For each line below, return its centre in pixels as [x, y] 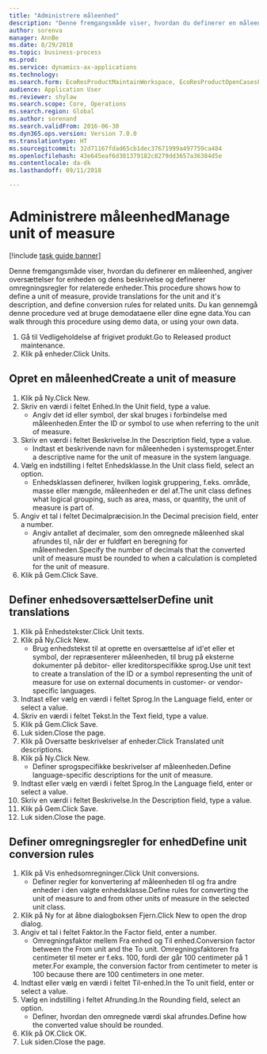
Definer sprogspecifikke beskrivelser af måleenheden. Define [132, 766]
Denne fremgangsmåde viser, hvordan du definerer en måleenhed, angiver [131, 271]
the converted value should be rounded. [98, 1025]
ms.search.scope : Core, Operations [68, 104]
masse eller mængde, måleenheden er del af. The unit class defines [142, 490]
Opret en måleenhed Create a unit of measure [122, 379]
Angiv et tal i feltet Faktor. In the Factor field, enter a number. [118, 933]
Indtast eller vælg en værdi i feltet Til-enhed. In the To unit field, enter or [137, 983]
